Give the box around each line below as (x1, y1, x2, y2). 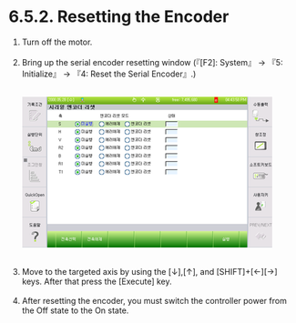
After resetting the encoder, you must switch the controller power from (21, 295, 288, 306)
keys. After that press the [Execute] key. (21, 276, 172, 287)
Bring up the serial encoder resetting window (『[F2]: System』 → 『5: (21, 56, 283, 67)
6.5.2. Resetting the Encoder (8, 6, 230, 27)
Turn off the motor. (21, 36, 93, 47)
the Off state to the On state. (21, 305, 129, 316)
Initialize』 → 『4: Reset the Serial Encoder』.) (21, 68, 197, 79)
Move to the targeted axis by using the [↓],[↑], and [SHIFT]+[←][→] (21, 266, 279, 277)
